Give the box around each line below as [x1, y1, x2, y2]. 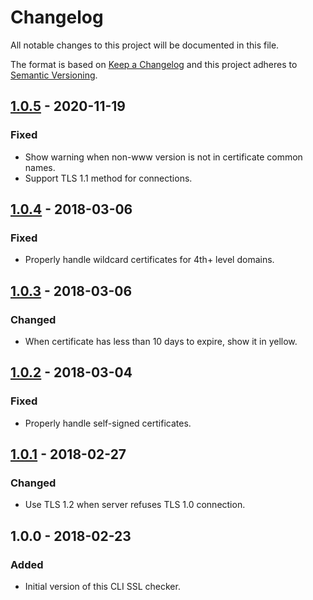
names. [24, 161, 56, 173]
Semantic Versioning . [10, 69, 98, 81]
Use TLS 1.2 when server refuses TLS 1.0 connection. [24, 499, 246, 511]
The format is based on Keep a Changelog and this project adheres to [10, 58, 298, 70]
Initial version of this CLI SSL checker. [24, 581, 181, 593]
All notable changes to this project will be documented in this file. [10, 39, 280, 51]
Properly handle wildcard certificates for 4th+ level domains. [24, 254, 275, 266]
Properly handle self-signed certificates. [24, 417, 192, 429]
